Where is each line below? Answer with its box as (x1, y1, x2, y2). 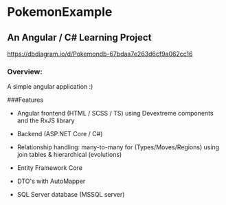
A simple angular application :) (7, 83, 93, 91)
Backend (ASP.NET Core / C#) (16, 130, 103, 138)
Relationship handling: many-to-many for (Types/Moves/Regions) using (16, 143, 220, 151)
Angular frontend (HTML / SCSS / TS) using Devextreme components (16, 109, 214, 118)
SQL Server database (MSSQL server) (16, 191, 125, 199)
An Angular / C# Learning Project (7, 32, 152, 43)
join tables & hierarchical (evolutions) (16, 151, 122, 159)
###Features (7, 96, 43, 104)
